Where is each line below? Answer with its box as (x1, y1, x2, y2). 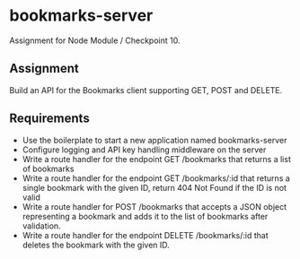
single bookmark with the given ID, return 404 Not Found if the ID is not (22, 182, 287, 193)
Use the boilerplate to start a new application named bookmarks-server (22, 134, 287, 145)
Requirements (9, 111, 90, 126)
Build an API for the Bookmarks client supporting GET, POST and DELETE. (9, 84, 283, 95)
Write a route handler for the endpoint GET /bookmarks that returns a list (22, 153, 292, 164)
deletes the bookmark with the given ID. (22, 239, 171, 250)
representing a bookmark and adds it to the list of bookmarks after (22, 211, 269, 221)
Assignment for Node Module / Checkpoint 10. (9, 35, 181, 46)
